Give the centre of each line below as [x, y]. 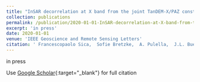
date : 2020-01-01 [28, 34]
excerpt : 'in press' [32, 28]
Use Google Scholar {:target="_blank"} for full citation [71, 73]
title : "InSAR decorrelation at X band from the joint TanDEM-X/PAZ [93, 12]
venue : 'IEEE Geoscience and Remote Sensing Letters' [74, 39]
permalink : [20, 22]
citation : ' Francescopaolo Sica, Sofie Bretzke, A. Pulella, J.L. [96, 45]
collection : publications [38, 17]
